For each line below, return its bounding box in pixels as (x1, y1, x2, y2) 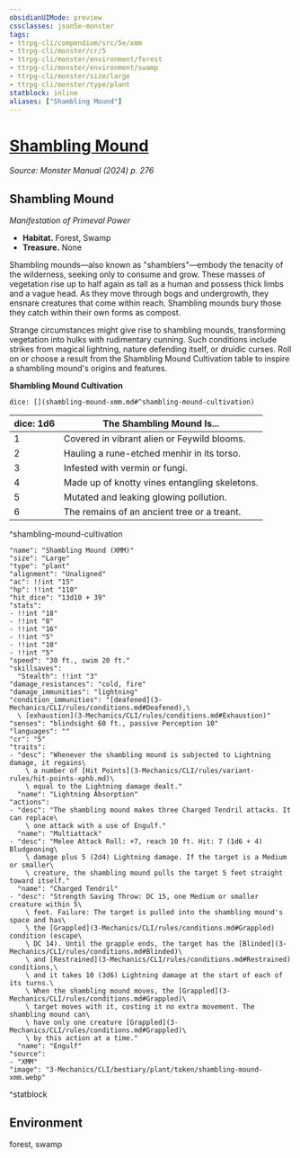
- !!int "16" (9, 625, 58, 634)
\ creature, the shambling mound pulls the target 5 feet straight (25, 868, 283, 877)
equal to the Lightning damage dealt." (32, 782, 182, 791)
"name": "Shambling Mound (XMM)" (9, 546, 135, 556)
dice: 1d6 (13, 417, 56, 430)
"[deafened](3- (105, 696, 163, 705)
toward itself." (9, 877, 70, 886)
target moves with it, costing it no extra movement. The (32, 1002, 255, 1011)
